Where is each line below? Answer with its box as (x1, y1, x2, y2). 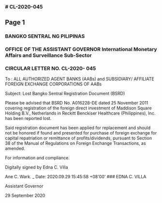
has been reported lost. (5, 116, 52, 121)
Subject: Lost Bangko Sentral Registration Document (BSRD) (5, 91, 125, 97)
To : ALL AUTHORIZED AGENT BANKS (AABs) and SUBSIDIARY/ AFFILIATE (5, 76, 155, 82)
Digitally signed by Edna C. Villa (5, 164, 68, 170)
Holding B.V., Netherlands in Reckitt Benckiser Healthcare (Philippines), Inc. (5, 110, 156, 116)
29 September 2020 (5, 193, 45, 199)
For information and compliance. (5, 155, 70, 161)
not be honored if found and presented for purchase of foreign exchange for (5, 130, 157, 136)
